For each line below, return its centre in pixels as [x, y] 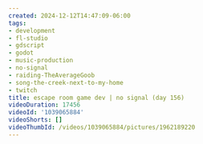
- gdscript [26, 46]
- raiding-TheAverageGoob [51, 75]
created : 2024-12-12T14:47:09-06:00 [69, 16]
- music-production [41, 61]
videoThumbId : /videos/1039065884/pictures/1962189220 [102, 127]
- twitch [23, 90]
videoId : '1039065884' [46, 113]
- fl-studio [28, 38]
